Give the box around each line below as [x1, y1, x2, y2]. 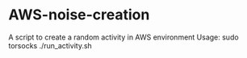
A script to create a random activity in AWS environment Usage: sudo [8, 32, 240, 42]
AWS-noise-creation [8, 6, 150, 24]
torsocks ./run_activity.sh [8, 40, 93, 50]
